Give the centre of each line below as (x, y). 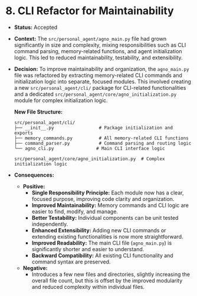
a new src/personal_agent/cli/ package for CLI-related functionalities (100, 87)
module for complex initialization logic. (61, 100)
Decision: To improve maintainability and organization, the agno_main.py (101, 69)
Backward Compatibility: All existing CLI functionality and (102, 255)
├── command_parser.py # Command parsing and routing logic (103, 143)
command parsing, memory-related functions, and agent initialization (98, 51)
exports (23, 133)
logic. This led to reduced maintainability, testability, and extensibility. (98, 57)
